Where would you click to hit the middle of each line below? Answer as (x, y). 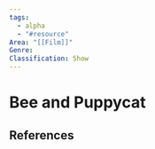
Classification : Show (49, 59)
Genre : (21, 51)
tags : (19, 17)
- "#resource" (43, 34)
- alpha (31, 26)
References (42, 135)
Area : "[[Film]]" (41, 42)
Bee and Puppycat (77, 102)
